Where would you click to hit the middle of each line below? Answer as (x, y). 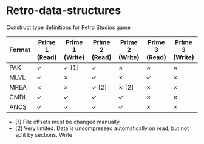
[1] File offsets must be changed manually (67, 122)
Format (20, 50)
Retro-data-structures (64, 11)
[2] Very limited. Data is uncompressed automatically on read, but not (102, 128)
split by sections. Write (44, 134)
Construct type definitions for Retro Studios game (68, 27)
